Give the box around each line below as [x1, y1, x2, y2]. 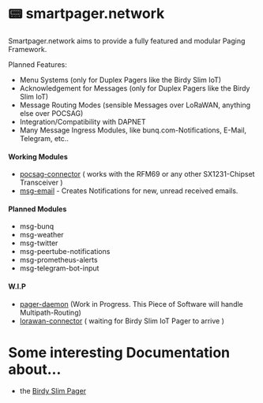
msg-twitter [19, 238, 58, 248]
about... [8, 360, 62, 378]
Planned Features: [8, 59, 67, 69]
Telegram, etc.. [19, 133, 70, 143]
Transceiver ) [19, 177, 63, 188]
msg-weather [19, 230, 65, 240]
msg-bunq [19, 222, 54, 231]
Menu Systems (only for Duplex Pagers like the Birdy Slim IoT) [19, 75, 222, 84]
